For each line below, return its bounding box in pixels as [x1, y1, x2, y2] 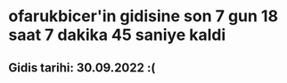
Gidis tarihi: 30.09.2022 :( [8, 60, 156, 75]
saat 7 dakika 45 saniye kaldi [8, 25, 226, 45]
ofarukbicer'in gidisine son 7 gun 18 [8, 6, 278, 26]
